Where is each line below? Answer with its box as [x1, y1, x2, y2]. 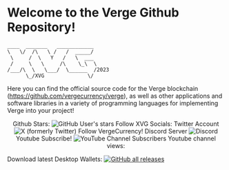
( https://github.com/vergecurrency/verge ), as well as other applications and [7, 92, 223, 100]
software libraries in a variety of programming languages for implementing [7, 98, 219, 107]
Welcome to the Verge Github [7, 5, 179, 21]
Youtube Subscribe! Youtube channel [16, 134, 216, 142]
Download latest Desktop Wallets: [7, 155, 103, 163]
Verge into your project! [7, 106, 74, 114]
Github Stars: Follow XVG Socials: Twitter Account [12, 119, 219, 128]
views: [106, 141, 126, 149]
